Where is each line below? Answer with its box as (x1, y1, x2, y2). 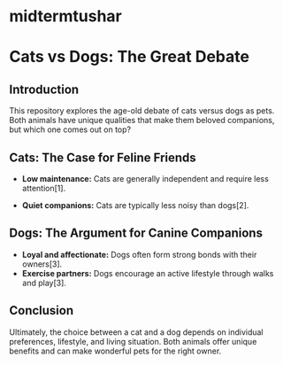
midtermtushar (9, 6, 122, 27)
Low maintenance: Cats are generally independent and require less (21, 174, 270, 183)
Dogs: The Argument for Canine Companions (9, 226, 264, 241)
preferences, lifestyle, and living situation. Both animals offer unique (9, 336, 257, 346)
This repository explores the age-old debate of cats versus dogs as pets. (9, 105, 275, 116)
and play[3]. (21, 277, 66, 288)
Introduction (9, 82, 80, 97)
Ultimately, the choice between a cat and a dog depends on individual (9, 326, 264, 338)
